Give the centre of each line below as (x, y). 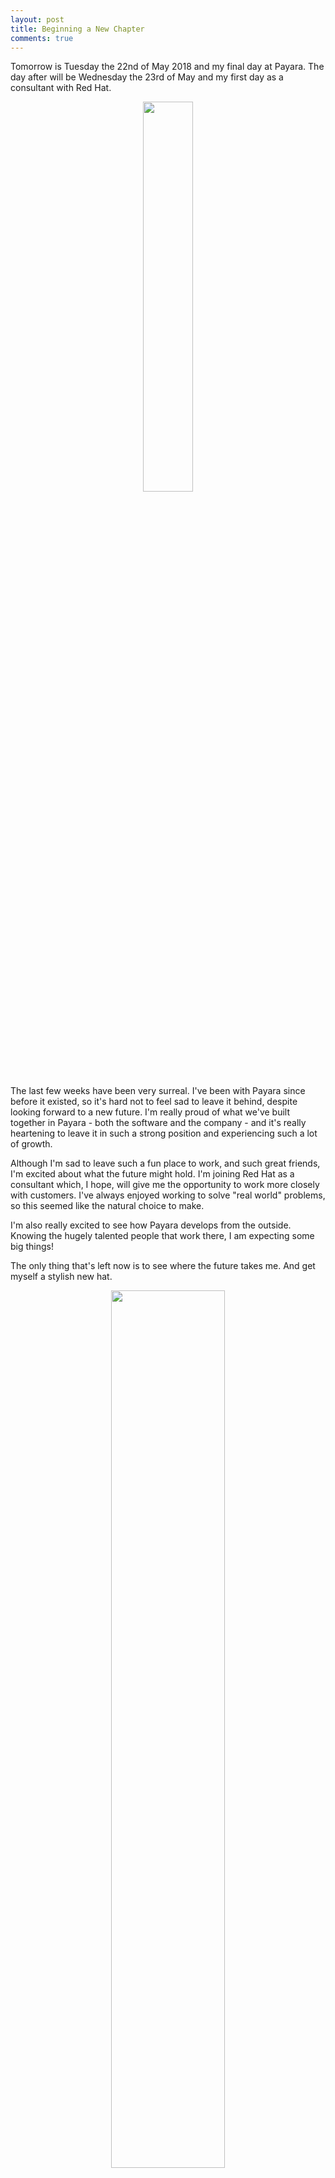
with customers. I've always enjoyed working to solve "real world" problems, (168, 1195)
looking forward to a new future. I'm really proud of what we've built (150, 1112)
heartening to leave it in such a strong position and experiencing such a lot (164, 1133)
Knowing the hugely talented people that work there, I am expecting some (162, 1236)
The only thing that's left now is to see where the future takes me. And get (163, 1266)
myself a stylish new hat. (61, 1277)
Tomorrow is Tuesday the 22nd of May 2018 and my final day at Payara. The (167, 67)
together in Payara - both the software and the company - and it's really (158, 1123)
